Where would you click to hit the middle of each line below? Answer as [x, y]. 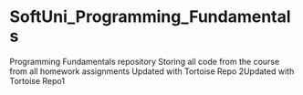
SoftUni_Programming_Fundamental [150, 17]
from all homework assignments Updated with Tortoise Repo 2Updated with [152, 71]
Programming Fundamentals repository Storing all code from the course [145, 61]
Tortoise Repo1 [37, 80]
